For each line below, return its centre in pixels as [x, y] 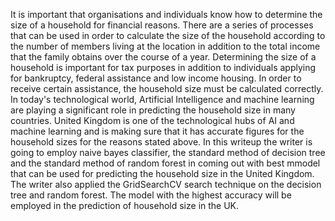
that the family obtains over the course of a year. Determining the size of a [163, 57]
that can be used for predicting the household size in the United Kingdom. [162, 173]
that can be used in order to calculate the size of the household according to [168, 35]
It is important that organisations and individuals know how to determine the [166, 14]
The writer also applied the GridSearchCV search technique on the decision [166, 184]
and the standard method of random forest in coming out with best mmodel [165, 163]
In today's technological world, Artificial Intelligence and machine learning [162, 99]
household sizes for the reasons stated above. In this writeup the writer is [161, 142]
